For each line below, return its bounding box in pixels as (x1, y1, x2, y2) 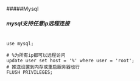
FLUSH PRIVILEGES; (6, 69, 53, 75)
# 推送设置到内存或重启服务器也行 (6, 63, 80, 70)
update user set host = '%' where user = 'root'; (6, 57, 135, 63)
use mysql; (6, 40, 34, 47)
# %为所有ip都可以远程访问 (6, 52, 66, 58)
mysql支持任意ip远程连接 (6, 19, 70, 27)
